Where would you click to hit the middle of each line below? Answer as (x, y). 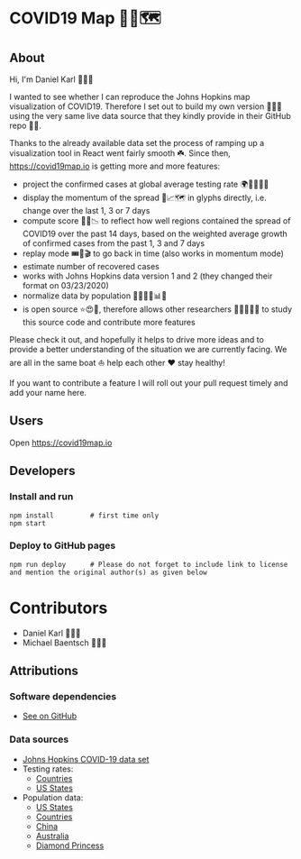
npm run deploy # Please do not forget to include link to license (149, 564)
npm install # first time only (84, 516)
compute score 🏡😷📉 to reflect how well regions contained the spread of (156, 221)
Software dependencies (63, 697)
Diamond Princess (70, 845)
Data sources (39, 739)
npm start (28, 523)
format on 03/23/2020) (66, 285)
